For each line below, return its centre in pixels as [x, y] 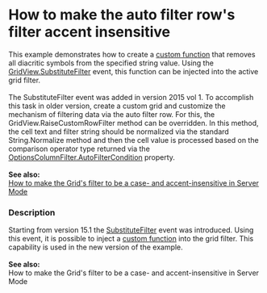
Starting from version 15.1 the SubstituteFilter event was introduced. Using [131, 230]
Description [32, 212]
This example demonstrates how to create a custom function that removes [132, 54]
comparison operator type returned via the [79, 149]
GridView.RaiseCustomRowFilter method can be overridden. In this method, [134, 123]
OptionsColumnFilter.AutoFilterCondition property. [92, 157]
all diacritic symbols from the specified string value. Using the [111, 63]
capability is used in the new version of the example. [96, 247]
